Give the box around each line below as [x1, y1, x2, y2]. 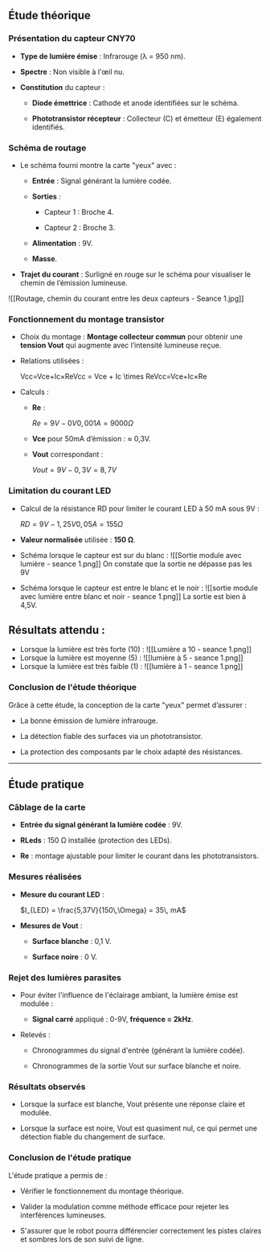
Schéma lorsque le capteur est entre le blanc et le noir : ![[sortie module [19, 583, 259, 593]
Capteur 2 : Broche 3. [43, 223, 115, 232]
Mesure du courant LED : [19, 889, 104, 899]
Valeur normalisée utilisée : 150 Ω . [19, 535, 136, 544]
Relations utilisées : [19, 356, 84, 366]
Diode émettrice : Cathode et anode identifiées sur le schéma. [31, 98, 239, 108]
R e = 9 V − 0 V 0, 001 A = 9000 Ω [31, 418, 134, 428]
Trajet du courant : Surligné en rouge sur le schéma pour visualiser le [19, 269, 252, 279]
